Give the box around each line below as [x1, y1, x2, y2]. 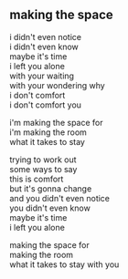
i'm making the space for [9, 117, 103, 128]
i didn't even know [9, 41, 80, 52]
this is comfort [9, 173, 64, 184]
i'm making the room [9, 127, 87, 138]
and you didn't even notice [9, 192, 111, 203]
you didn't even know [9, 202, 91, 213]
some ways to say [9, 163, 78, 174]
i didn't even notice [9, 31, 82, 42]
